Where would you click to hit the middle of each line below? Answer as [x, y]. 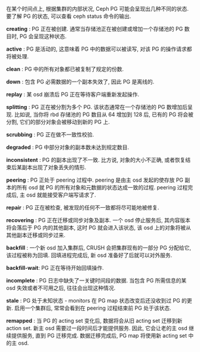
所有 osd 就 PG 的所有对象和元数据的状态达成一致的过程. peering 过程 [102, 187]
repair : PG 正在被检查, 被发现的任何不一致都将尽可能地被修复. [83, 208]
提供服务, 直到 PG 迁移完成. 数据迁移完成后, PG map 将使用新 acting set [99, 336]
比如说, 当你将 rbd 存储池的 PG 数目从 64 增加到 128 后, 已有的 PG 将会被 [104, 114]
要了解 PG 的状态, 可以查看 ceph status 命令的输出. [69, 16]
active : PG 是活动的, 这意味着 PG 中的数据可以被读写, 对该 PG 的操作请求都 [99, 49]
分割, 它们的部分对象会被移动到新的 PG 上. [58, 122]
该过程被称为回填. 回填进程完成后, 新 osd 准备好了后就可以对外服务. [89, 255]
